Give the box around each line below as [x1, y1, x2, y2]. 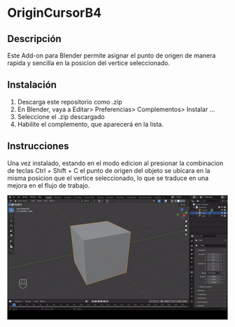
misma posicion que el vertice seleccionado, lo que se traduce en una [7, 174, 209, 182]
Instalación [7, 79, 57, 91]
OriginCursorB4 [7, 5, 102, 21]
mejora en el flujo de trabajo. [7, 181, 90, 190]
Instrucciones [7, 140, 69, 152]
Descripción [7, 33, 62, 45]
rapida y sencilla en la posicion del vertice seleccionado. [7, 59, 170, 67]
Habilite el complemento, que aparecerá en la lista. [17, 120, 164, 128]
